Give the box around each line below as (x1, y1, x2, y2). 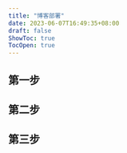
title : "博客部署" (8, 11, 65, 20)
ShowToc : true (8, 34, 56, 42)
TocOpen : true (8, 42, 56, 50)
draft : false (8, 26, 52, 34)
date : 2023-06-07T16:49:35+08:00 (8, 19, 120, 27)
